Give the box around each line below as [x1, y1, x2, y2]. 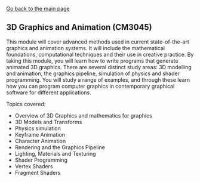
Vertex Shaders [14, 162, 53, 169]
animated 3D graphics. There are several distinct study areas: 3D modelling [6, 63, 192, 70]
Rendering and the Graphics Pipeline [14, 143, 106, 151]
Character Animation [14, 137, 66, 144]
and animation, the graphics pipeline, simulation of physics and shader [6, 70, 180, 77]
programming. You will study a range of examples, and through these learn [6, 76, 190, 83]
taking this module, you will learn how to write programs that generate [6, 57, 179, 64]
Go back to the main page [6, 5, 70, 12]
